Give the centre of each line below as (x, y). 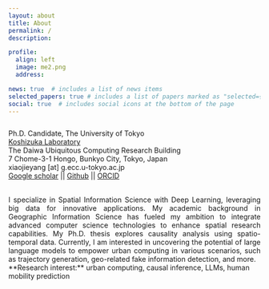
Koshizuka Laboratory (44, 142)
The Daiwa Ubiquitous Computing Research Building (95, 150)
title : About (30, 23)
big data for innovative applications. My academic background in (134, 208)
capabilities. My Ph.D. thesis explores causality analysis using (120, 234)
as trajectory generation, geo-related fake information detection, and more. (132, 259)
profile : (23, 53)
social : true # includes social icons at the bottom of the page (121, 104)
